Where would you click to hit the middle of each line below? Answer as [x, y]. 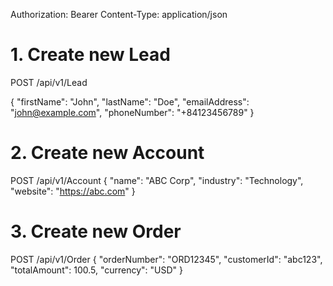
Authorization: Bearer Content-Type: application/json [119, 14]
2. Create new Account [107, 153]
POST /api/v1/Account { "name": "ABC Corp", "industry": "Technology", [157, 180]
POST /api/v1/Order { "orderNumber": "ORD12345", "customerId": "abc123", [166, 259]
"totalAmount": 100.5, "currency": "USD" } [97, 270]
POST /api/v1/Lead [49, 82]
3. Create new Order [96, 231]
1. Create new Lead [90, 55]
